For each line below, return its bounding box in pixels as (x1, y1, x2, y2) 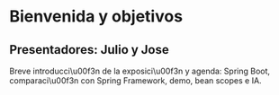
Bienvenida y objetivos (9, 6, 183, 27)
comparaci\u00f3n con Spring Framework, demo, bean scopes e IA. (9, 75, 263, 86)
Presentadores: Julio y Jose (9, 42, 169, 57)
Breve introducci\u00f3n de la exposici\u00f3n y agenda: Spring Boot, (9, 65, 271, 76)
